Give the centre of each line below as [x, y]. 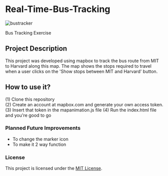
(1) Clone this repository [30, 99]
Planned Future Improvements [43, 128]
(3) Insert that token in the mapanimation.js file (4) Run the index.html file [81, 110]
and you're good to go [28, 115]
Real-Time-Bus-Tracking [58, 9]
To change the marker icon [40, 139]
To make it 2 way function [39, 144]
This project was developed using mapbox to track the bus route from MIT [82, 61]
